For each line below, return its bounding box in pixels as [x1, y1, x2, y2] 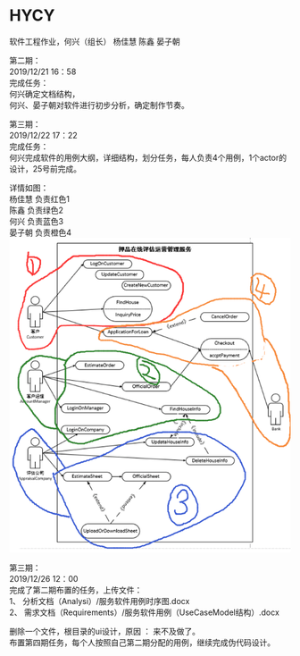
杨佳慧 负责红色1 [9, 193, 70, 204]
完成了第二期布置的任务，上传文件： [9, 585, 143, 595]
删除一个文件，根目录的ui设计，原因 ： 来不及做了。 [9, 627, 201, 637]
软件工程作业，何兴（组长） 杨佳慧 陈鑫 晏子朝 [9, 36, 180, 46]
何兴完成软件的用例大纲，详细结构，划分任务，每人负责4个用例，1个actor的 [9, 152, 287, 163]
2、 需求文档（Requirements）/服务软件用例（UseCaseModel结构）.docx [9, 607, 279, 618]
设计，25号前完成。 [9, 163, 82, 174]
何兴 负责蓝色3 [9, 215, 64, 226]
